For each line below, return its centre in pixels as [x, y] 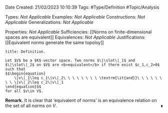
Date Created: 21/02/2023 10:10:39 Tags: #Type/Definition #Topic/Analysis [82, 7]
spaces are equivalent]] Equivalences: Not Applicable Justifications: [75, 37]
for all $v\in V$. [24, 91]
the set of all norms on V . [31, 105]
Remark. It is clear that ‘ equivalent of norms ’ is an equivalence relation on [81, 100]
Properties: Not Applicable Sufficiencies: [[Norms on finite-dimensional [78, 32]
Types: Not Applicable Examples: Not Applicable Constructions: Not [75, 17]
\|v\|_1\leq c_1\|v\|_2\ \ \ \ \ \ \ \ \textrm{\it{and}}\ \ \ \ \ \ [88, 78]
